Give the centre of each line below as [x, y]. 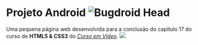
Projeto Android [46, 13]
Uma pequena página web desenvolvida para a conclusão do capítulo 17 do [99, 29]
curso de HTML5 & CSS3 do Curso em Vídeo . [62, 36]
